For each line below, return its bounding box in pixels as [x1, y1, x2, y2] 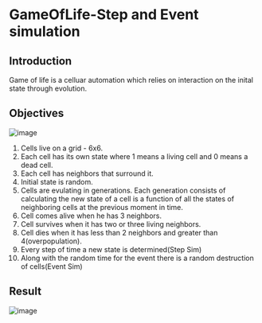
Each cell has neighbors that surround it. [20, 169, 154, 178]
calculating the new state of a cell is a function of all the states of [20, 193, 234, 204]
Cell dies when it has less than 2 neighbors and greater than [20, 228, 218, 237]
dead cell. [20, 160, 54, 169]
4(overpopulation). [20, 236, 83, 246]
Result [9, 285, 42, 298]
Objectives [9, 107, 65, 120]
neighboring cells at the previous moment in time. [20, 202, 184, 212]
